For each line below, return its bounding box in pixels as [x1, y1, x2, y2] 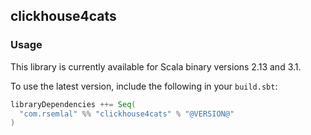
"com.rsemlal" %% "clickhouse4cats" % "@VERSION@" [19, 109, 235, 119]
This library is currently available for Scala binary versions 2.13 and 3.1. [10, 60, 302, 73]
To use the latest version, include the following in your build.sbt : [10, 80, 278, 92]
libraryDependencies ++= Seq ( [10, 99, 137, 109]
